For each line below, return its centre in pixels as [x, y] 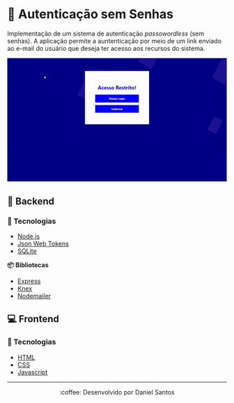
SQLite [27, 251]
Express [29, 281]
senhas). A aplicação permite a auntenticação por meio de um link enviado [114, 40]
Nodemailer [34, 296]
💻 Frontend [33, 319]
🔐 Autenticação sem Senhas [91, 14]
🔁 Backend [31, 201]
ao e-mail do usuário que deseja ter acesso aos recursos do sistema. [106, 48]
